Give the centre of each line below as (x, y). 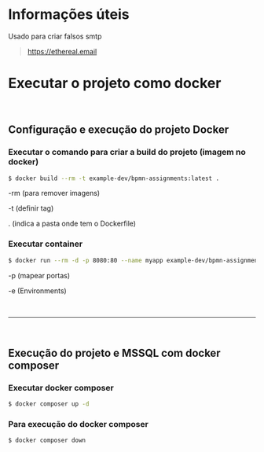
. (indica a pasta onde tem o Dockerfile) (72, 224)
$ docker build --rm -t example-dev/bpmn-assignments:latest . (114, 178)
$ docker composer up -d (49, 404)
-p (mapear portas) (39, 275)
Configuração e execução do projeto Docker (119, 130)
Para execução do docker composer (79, 424)
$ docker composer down (47, 441)
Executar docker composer (61, 388)
